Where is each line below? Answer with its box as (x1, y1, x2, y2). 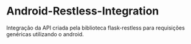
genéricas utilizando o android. (6, 30, 84, 37)
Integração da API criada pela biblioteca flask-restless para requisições (6, 24, 186, 31)
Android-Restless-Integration (6, 4, 159, 18)
